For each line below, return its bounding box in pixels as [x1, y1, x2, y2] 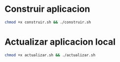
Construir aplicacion [4, 3, 90, 15]
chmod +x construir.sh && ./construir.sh [4, 20, 91, 25]
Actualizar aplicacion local [4, 36, 116, 47]
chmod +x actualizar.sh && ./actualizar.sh [4, 53, 96, 58]
